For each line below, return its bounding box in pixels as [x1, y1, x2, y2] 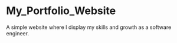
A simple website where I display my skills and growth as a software [6, 24, 172, 31]
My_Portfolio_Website [6, 4, 116, 18]
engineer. [6, 29, 29, 37]
